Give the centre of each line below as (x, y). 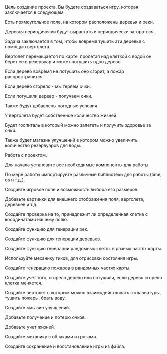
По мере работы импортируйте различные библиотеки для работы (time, (83, 175)
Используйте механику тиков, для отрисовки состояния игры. (72, 258)
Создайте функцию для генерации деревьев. (53, 239)
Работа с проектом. (26, 155)
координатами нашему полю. (37, 219)
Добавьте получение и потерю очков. (46, 317)
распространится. (24, 77)
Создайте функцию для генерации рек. (47, 229)
